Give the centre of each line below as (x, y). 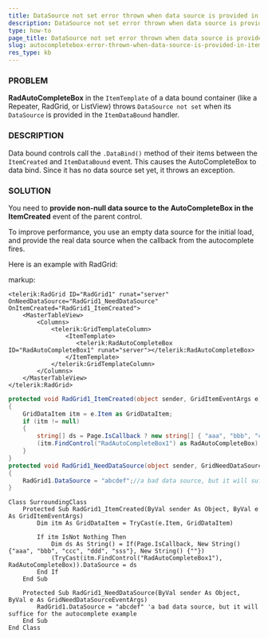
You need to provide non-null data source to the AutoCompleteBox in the (131, 207)
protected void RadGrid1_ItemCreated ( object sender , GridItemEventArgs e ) (135, 399)
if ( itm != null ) (51, 421)
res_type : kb (30, 53)
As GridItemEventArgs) (46, 516)
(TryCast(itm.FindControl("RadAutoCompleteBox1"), (137, 558)
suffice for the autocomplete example (73, 614)
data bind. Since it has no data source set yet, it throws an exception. (122, 170)
